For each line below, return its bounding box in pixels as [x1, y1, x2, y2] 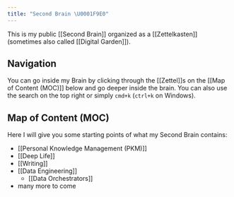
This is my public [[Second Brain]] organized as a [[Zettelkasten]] [7, 30, 198, 38]
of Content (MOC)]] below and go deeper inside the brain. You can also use [7, 84, 228, 92]
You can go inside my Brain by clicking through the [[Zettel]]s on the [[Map [7, 76, 226, 85]
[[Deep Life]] [17, 152, 55, 160]
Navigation [7, 58, 57, 70]
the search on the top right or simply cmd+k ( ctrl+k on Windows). [7, 91, 196, 100]
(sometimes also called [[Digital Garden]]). [7, 37, 131, 46]
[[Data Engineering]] [17, 167, 78, 175]
